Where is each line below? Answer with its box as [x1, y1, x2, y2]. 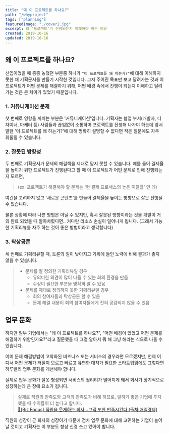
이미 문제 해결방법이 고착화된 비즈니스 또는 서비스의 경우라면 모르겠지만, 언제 [5, 354, 156, 360]
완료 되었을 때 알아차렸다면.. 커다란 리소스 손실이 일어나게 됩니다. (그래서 [10, 218, 153, 224]
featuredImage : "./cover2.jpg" [5, 21, 71, 27]
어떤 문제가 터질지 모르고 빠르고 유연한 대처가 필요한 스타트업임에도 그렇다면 [14, 360, 164, 366]
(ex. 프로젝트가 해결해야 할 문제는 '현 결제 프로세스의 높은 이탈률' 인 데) [17, 184, 157, 190]
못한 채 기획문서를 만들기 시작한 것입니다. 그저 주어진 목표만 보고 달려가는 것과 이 [5, 76, 164, 82]
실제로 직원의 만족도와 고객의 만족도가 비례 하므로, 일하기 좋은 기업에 [17, 394, 152, 400]
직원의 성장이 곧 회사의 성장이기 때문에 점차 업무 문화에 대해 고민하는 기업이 [5, 417, 153, 423]
